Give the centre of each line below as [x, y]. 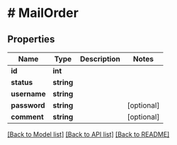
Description [100, 59]
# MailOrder [43, 13]
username [28, 94]
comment [27, 117]
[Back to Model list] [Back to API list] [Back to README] [88, 134]
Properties [31, 39]
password [28, 105]
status [22, 82]
